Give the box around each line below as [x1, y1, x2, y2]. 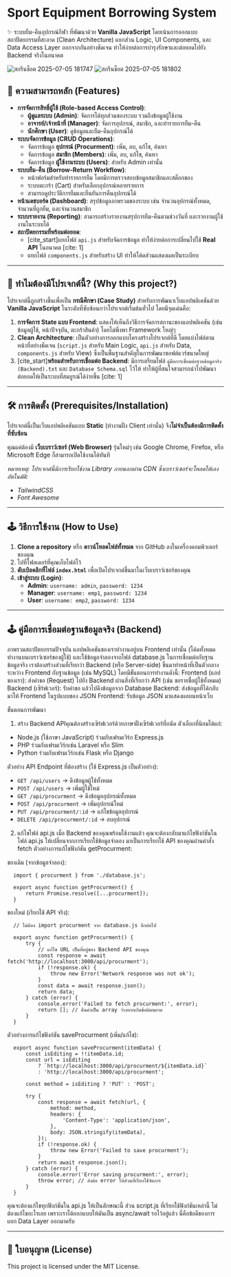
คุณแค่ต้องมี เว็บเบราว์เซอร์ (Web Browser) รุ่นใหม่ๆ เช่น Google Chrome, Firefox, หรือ [7, 443, 224, 451]
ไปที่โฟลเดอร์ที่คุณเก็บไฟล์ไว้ [16, 558, 81, 566]
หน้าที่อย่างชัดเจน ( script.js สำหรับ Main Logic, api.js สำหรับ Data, [16, 341, 192, 349]
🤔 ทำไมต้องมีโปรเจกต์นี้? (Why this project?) [7, 278, 177, 290]
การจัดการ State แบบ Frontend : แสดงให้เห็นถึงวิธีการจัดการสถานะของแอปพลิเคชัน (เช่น [16, 317, 223, 326]
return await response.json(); [37, 1159, 128, 1166]
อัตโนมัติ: [7, 473, 29, 481]
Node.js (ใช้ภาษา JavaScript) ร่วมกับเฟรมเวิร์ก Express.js [16, 733, 164, 741]
